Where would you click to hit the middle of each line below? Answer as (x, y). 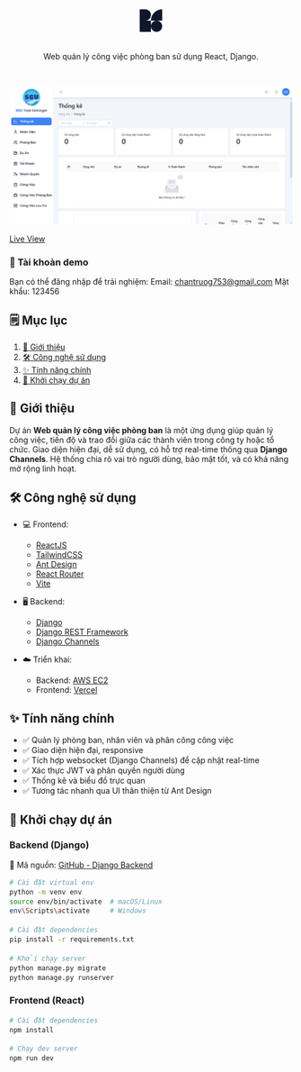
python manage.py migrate (58, 968)
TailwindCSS (59, 555)
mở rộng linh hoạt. (43, 468)
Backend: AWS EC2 (72, 680)
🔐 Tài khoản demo (49, 262)
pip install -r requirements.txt (72, 940)
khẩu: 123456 (35, 291)
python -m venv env (46, 892)
